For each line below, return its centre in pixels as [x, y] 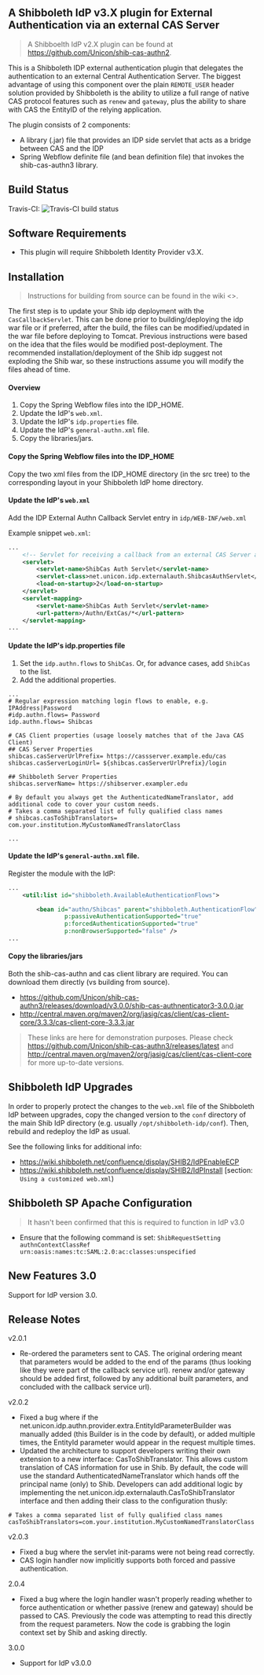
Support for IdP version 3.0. [53, 1295]
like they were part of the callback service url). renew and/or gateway [132, 1370]
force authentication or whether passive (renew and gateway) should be [136, 1607]
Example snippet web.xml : [49, 533]
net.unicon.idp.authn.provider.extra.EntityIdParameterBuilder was [125, 1426]
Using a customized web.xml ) [67, 1178]
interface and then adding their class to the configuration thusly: [123, 1501]
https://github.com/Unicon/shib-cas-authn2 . [99, 52]
